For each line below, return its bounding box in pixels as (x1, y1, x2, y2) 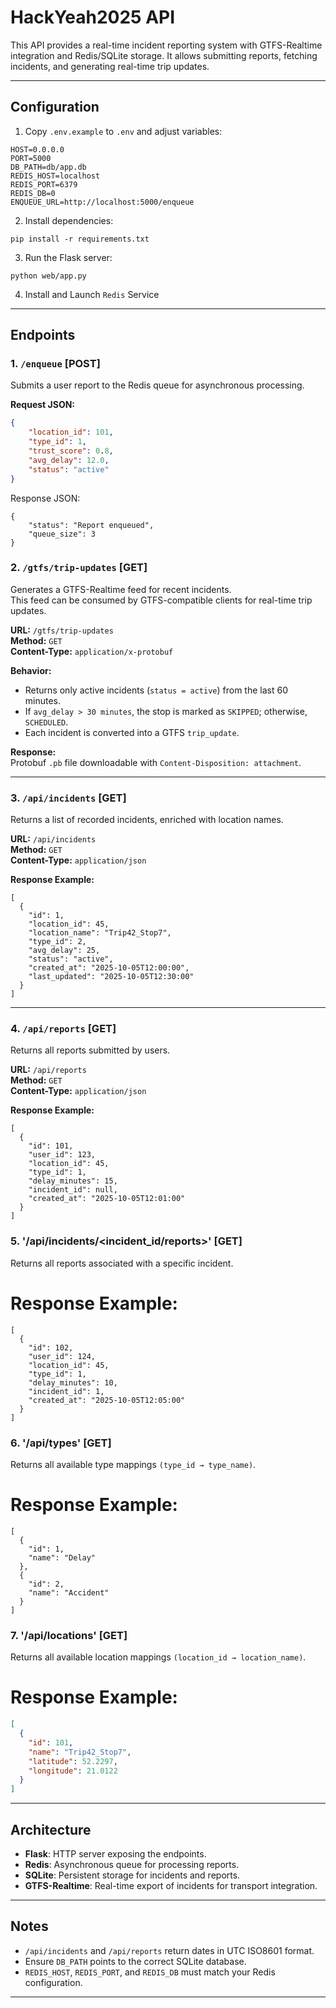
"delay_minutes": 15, (28, 1176, 118, 1186)
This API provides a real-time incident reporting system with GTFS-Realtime (10, 39, 323, 51)
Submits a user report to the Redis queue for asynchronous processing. (10, 379, 305, 391)
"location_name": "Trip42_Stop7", (28, 928, 172, 938)
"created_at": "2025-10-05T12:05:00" (28, 1395, 186, 1405)
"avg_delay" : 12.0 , (28, 455, 110, 465)
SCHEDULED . (24, 716, 69, 728)
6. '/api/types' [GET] (10, 1436, 112, 1450)
